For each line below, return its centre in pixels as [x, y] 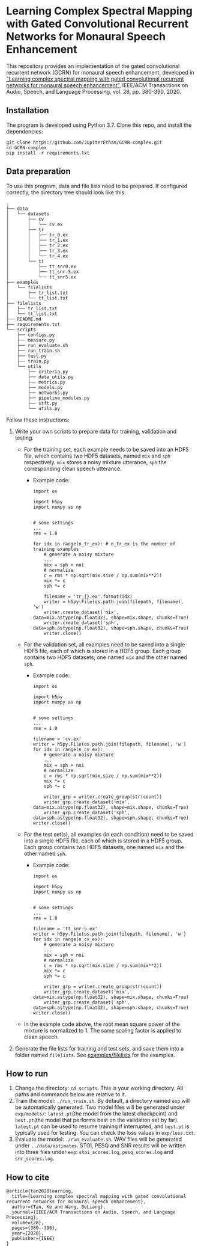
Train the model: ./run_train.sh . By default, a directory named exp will [102, 1101]
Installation [28, 110]
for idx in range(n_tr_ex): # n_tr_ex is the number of [104, 544]
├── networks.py [48, 393]
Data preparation [38, 172]
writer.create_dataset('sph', [82, 623]
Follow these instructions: [38, 420]
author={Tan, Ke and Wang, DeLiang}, [59, 1207]
